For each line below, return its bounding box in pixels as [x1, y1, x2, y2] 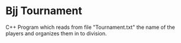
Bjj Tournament [5, 4, 82, 18]
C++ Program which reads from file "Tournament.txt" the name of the [5, 24, 175, 31]
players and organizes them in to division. [5, 29, 107, 37]
